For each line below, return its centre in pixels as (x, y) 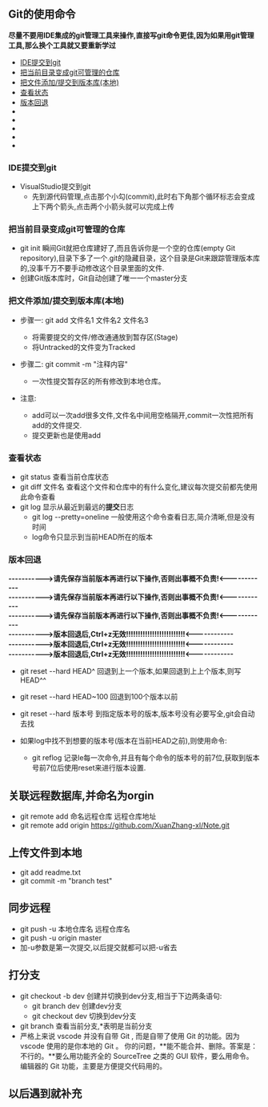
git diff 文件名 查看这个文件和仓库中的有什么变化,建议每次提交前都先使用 (138, 487)
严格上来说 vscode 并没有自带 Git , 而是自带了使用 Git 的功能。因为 (130, 1036)
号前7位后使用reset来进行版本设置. (89, 768)
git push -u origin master (61, 938)
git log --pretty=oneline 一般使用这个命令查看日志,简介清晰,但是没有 (144, 517)
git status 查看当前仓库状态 (64, 477)
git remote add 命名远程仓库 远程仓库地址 (88, 816)
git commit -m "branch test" (66, 880)
